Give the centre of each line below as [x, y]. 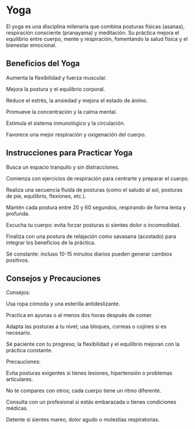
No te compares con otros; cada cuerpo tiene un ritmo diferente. [84, 391]
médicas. [17, 408]
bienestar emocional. [31, 45]
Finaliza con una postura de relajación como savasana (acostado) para [91, 236]
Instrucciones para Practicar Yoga [69, 153]
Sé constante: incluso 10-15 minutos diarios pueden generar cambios [89, 254]
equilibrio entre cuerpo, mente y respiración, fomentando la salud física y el [97, 39]
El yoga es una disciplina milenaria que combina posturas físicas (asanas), [95, 26]
